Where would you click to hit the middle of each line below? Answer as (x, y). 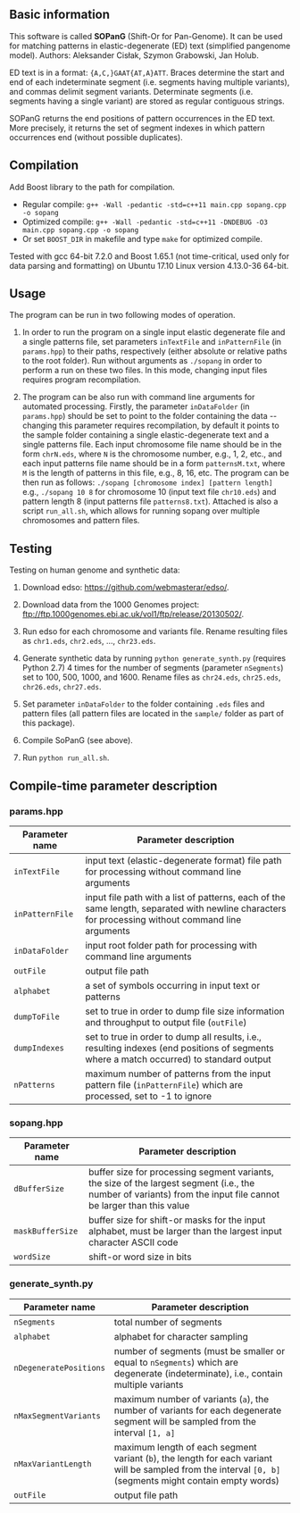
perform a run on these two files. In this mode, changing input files (145, 371)
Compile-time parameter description (113, 786)
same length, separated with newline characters (185, 908)
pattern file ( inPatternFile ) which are (164, 1084)
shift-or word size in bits (140, 1257)
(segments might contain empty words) (196, 1480)
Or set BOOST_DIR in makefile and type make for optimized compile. (142, 238)
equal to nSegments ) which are (176, 1362)
